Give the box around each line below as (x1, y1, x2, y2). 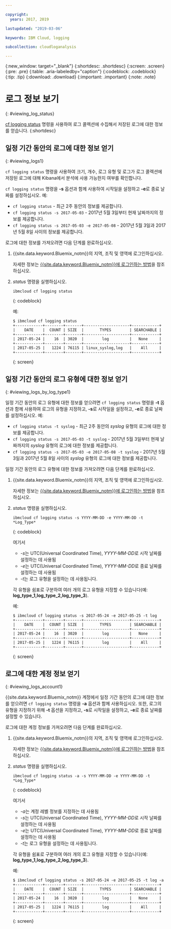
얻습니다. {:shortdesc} (10, 127, 56, 134)
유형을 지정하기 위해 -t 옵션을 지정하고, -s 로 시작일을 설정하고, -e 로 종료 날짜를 (5, 707, 162, 713)
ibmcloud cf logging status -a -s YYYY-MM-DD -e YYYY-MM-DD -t (12, 773, 151, 779)
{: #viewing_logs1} (5, 158, 44, 164)
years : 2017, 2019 (10, 16, 50, 22)
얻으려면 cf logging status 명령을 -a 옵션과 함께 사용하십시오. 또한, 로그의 (10, 700, 162, 706)
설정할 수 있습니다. (5, 713, 42, 719)
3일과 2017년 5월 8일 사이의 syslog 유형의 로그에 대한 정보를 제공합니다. (12, 455, 157, 461)
